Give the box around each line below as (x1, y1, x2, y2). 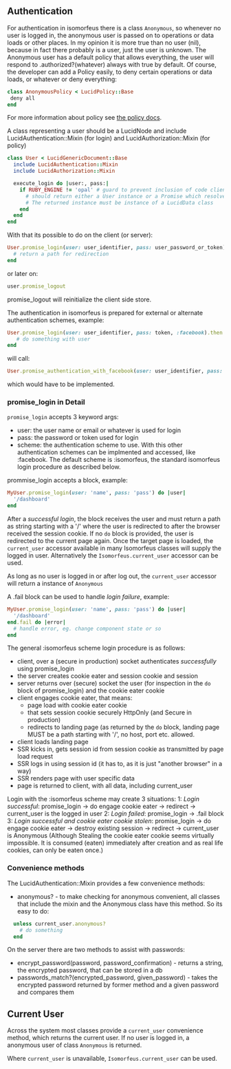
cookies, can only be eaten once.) (7, 846, 104, 854)
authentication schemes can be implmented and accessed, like (16, 448, 196, 456)
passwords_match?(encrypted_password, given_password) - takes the (16, 973, 218, 982)
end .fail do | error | (7, 619, 67, 626)
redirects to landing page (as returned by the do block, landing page (27, 723, 220, 732)
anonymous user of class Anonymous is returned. (7, 1041, 142, 1049)
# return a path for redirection (13, 251, 109, 257)
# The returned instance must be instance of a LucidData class (25, 199, 214, 206)
